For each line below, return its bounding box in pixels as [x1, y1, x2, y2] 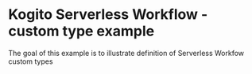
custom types [8, 57, 53, 66]
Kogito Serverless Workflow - [8, 6, 208, 24]
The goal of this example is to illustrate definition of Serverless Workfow [8, 48, 245, 57]
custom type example [8, 22, 155, 40]
